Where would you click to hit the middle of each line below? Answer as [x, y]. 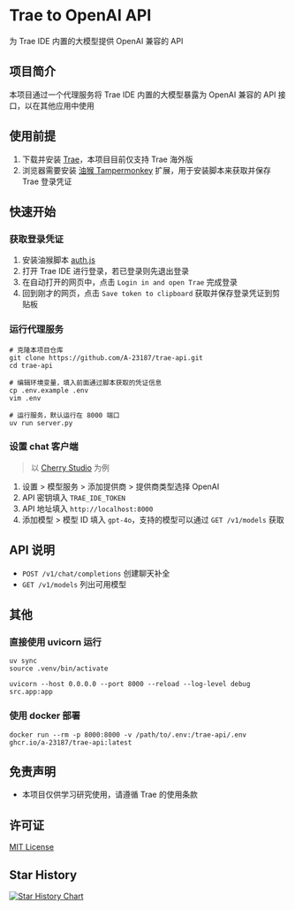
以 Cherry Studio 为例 [70, 467]
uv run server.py [41, 423]
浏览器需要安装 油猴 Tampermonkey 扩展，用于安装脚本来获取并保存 [147, 170]
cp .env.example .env [49, 390]
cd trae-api [31, 365]
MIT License [32, 847]
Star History [43, 875]
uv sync [23, 661]
